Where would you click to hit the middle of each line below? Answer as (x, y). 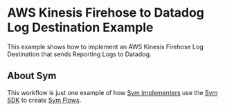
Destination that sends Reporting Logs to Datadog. (79, 54)
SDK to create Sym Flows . (44, 100)
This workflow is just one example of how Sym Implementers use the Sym (112, 92)
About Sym (32, 76)
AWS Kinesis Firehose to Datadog (106, 13)
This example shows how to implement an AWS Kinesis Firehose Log (106, 46)
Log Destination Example (80, 27)
